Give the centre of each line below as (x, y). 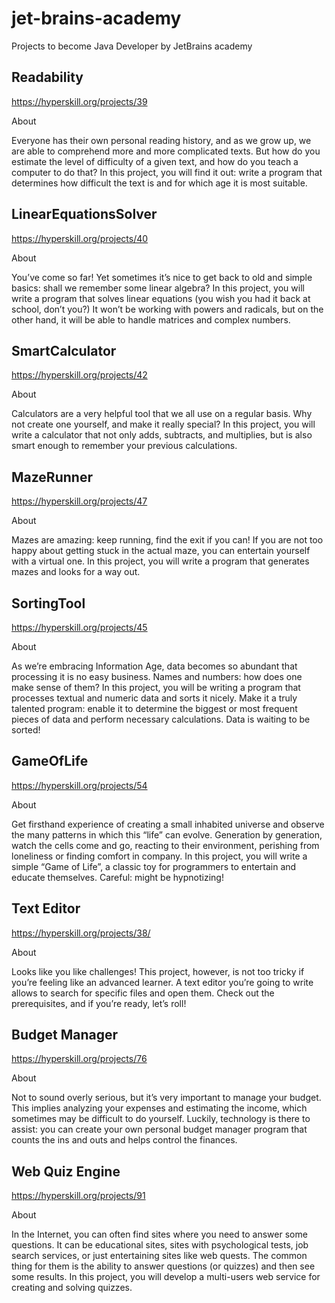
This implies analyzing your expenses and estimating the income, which (159, 1108)
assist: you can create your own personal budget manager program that (159, 1129)
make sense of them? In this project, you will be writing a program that (156, 687)
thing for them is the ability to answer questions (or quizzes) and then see (163, 1266)
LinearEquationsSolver (84, 214)
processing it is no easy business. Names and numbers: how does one (157, 676)
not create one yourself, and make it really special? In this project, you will (163, 424)
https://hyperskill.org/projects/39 (79, 101)
